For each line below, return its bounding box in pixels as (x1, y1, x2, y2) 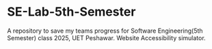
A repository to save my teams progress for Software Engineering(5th (7, 27, 203, 35)
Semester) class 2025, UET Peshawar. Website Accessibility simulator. (7, 33, 207, 42)
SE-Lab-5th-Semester (7, 4, 136, 20)
